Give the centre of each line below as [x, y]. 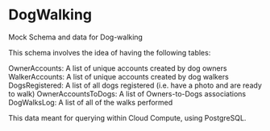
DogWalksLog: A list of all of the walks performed [91, 102]
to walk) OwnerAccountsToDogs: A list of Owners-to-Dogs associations [127, 93]
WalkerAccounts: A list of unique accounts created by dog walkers [119, 76]
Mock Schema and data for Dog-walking [76, 37]
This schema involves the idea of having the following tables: [110, 52]
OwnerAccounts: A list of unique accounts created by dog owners [118, 68]
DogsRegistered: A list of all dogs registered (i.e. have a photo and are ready [135, 85]
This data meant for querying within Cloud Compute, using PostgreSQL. [127, 117]
